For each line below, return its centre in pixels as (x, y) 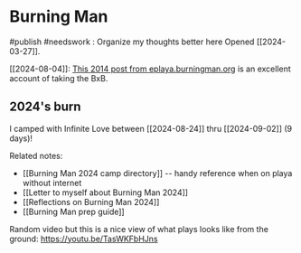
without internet (52, 183)
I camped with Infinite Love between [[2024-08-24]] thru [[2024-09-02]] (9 (150, 128)
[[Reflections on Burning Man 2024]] (91, 201)
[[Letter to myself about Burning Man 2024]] (105, 192)
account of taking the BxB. (59, 78)
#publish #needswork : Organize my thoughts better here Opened (132, 42)
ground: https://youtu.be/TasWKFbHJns (84, 239)
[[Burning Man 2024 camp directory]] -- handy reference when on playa (157, 173)
